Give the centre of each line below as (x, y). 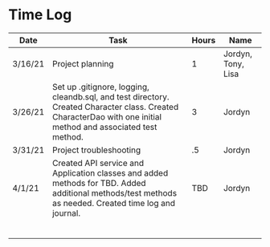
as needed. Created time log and (113, 203)
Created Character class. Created (115, 107)
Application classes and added (110, 172)
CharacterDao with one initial (107, 116)
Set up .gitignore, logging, (101, 87)
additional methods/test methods (115, 192)
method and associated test (104, 127)
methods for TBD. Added (99, 183)
